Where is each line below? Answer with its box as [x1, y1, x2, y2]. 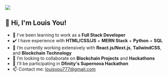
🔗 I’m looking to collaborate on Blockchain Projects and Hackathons [12, 55, 155, 61]
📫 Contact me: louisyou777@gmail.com [12, 66, 96, 72]
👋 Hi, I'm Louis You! [5, 19, 67, 27]
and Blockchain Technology [12, 50, 72, 56]
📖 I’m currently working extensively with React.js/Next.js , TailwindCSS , [12, 45, 161, 51]
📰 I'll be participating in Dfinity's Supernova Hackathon [12, 60, 129, 67]
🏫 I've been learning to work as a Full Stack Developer [12, 32, 126, 38]
